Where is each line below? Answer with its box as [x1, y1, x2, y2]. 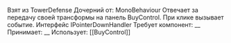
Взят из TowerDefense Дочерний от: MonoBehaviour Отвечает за [7, 6, 199, 14]
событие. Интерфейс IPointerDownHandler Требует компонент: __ [7, 21, 201, 28]
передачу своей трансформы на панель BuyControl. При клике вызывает [7, 13, 224, 21]
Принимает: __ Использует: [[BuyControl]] [7, 28, 130, 36]
